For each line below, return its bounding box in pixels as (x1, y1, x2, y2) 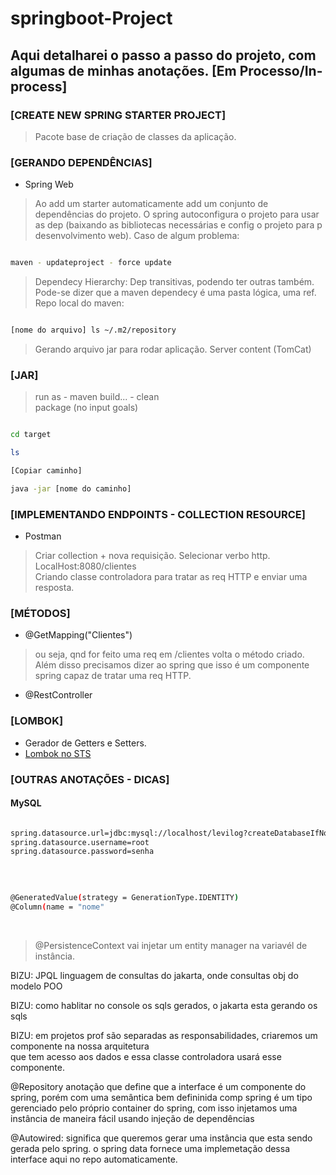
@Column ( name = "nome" (10, 902, 105, 912)
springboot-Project (10, 7, 173, 30)
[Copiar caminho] (10, 465, 83, 476)
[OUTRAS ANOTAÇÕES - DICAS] (10, 772, 170, 786)
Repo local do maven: (34, 297, 125, 309)
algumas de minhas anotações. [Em (10, 62, 237, 79)
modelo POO (10, 980, 63, 992)
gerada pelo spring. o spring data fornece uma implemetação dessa (10, 1143, 291, 1155)
